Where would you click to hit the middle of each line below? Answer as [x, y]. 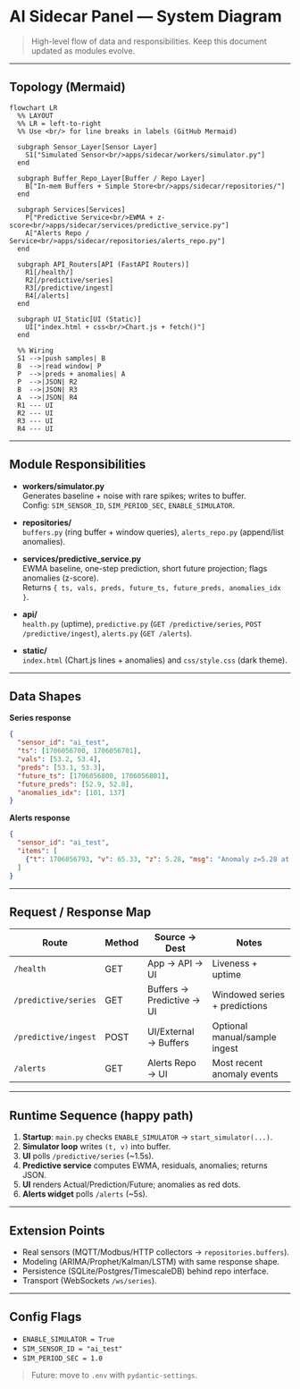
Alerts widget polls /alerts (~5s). [85, 1194]
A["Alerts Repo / [58, 233]
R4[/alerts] [47, 296]
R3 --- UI [35, 421]
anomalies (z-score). [60, 578]
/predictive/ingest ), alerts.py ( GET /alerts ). [107, 633]
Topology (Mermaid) [68, 87]
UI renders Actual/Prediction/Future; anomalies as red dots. [131, 1185]
